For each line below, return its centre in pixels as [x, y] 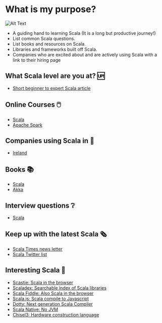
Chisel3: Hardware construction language [56, 314]
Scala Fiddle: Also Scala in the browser [53, 293]
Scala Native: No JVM [35, 309]
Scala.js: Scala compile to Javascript [51, 298]
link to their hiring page [37, 60]
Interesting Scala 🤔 [36, 270]
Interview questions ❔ [40, 205]
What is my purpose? [51, 9]
